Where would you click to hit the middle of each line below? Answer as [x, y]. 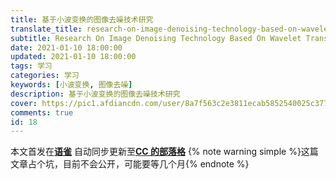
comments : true [42, 112]
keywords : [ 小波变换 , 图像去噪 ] [71, 85]
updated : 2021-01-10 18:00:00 [73, 57]
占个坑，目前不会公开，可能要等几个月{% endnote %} [138, 164]
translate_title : [46, 29]
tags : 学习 [31, 66]
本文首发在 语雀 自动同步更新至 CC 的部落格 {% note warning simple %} [156, 152]
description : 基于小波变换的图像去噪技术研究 [95, 94]
